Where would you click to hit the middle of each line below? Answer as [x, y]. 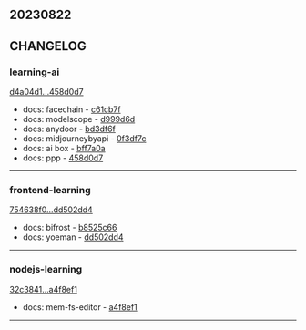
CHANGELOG [48, 46]
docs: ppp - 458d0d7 [63, 158]
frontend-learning [50, 190]
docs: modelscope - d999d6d [79, 119]
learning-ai [35, 72]
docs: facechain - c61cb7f [71, 109]
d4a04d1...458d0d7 [46, 92]
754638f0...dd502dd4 [51, 210]
